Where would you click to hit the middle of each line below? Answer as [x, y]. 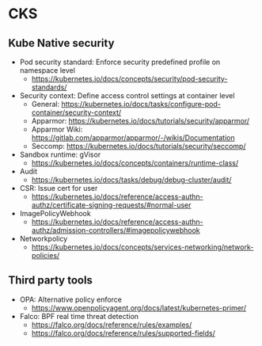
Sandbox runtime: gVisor [60, 154]
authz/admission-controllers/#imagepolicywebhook [116, 230]
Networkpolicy [44, 239]
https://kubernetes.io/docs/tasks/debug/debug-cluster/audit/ [131, 180]
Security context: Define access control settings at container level [127, 95]
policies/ [46, 255]
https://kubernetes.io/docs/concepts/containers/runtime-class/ [135, 163]
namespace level [47, 70]
